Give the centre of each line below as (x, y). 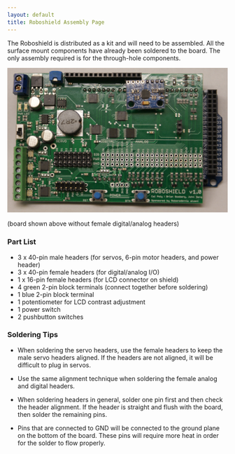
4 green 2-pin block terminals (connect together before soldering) (113, 287)
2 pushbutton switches (50, 317)
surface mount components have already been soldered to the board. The (114, 50)
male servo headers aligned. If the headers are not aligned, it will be (115, 357)
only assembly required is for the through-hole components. (94, 58)
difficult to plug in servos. (54, 365)
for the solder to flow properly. (62, 443)
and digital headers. (46, 386)
